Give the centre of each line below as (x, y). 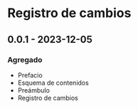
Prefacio (30, 75)
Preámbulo (33, 90)
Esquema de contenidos (53, 83)
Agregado (25, 60)
